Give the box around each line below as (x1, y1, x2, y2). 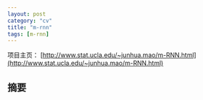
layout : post (7, 10, 46, 18)
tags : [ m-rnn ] (7, 30, 50, 38)
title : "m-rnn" (7, 24, 53, 31)
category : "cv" (7, 17, 53, 24)
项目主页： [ (7, 51, 43, 59)
